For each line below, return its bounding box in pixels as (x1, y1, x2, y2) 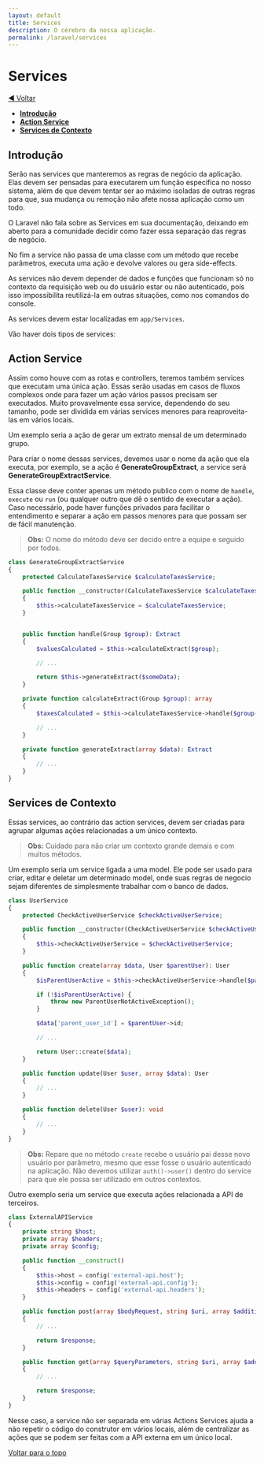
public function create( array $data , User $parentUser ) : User (22, 961, 230, 969)
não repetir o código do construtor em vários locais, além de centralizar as (8, 1424, 250, 1433)
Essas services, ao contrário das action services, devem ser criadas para (8, 817, 245, 827)
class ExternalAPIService (8, 1213, 93, 1221)
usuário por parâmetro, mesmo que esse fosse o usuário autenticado (27, 1158, 251, 1167)
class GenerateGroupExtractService (8, 558, 125, 566)
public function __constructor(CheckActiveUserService (22, 925, 206, 934)
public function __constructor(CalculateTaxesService (22, 587, 202, 595)
